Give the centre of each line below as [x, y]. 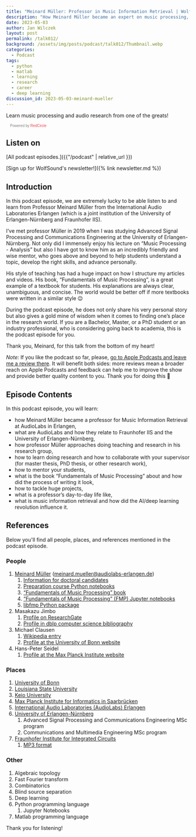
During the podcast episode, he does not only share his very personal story [97, 310]
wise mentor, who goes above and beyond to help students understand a [94, 256]
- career [22, 88]
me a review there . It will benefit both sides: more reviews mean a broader [95, 363]
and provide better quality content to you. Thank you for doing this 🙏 [88, 376]
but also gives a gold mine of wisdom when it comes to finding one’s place [95, 316]
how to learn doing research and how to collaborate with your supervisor [102, 457]
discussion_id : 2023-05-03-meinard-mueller [60, 98]
